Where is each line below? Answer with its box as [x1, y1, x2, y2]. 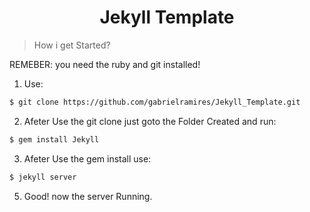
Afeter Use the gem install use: [23, 152, 152, 165]
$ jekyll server [9, 172, 77, 182]
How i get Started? [33, 39, 111, 51]
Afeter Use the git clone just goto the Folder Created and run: [23, 115, 277, 127]
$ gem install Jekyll [9, 134, 100, 145]
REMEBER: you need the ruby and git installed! [9, 58, 201, 70]
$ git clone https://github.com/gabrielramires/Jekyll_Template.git [9, 97, 301, 107]
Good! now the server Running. [23, 190, 153, 202]
